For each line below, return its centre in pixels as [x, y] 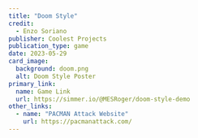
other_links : [30, 106]
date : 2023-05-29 [38, 54]
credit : [22, 24]
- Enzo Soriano [41, 31]
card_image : [28, 62]
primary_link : [32, 84]
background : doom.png [52, 69]
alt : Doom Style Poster [56, 76]
